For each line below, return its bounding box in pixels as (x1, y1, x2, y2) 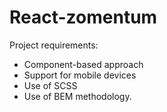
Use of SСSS (23, 79, 78, 91)
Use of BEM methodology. (23, 90, 132, 102)
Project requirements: (9, 39, 99, 51)
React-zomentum (9, 6, 158, 29)
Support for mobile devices (23, 69, 137, 81)
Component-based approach (23, 58, 144, 70)
